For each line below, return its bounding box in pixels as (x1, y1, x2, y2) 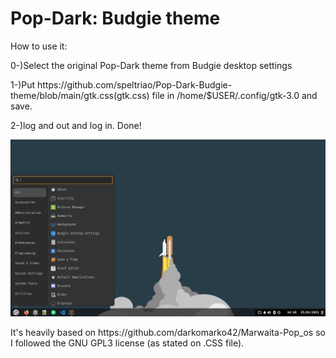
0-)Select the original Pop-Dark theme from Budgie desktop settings (10, 59, 293, 71)
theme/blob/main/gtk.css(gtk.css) (10, 89, 150, 101)
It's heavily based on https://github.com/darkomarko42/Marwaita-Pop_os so (10, 326, 326, 338)
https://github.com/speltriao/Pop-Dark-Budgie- (36, 78, 233, 91)
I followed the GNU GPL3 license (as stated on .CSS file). (10, 337, 245, 349)
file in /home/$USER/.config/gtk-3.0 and (151, 89, 318, 101)
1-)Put (10, 78, 36, 91)
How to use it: (10, 40, 68, 52)
